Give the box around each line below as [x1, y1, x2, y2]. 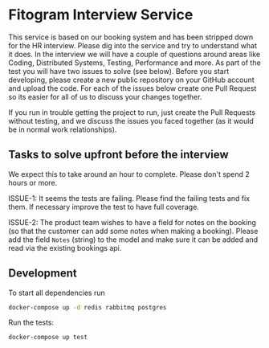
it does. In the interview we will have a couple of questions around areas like [8, 49, 261, 59]
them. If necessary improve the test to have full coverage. [8, 202, 199, 211]
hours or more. [8, 178, 58, 187]
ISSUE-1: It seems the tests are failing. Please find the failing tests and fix [8, 193, 251, 203]
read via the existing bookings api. [8, 243, 122, 252]
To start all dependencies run [8, 288, 106, 297]
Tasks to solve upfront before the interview [8, 148, 229, 162]
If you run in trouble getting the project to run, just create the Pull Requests [8, 107, 255, 117]
